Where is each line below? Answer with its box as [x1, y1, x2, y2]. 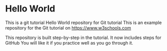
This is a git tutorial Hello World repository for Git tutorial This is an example [5, 19, 162, 25]
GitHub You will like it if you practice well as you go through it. [5, 39, 133, 45]
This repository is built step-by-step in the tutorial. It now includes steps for [5, 34, 162, 40]
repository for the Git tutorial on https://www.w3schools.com [5, 24, 131, 30]
